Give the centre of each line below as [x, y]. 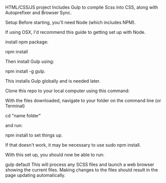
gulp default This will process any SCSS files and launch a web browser [80, 164]
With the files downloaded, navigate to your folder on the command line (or [83, 101]
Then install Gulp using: [30, 62]
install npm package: [27, 42]
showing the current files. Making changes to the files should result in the [81, 170]
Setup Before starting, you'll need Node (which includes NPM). [71, 22]
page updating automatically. [35, 175]
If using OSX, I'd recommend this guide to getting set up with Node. [75, 32]
